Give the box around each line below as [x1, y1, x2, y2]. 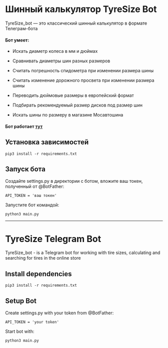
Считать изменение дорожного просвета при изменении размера [12, 77, 154, 83]
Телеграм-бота [5, 25, 38, 31]
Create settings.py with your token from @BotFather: [5, 310, 114, 316]
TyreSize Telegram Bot [5, 233, 101, 245]
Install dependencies [5, 270, 72, 278]
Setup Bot [5, 296, 36, 305]
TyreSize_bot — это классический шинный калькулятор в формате [5, 20, 147, 26]
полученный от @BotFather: [5, 183, 64, 189]
